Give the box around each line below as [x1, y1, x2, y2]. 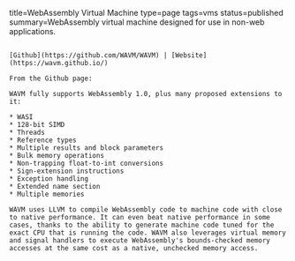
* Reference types [9, 136, 77, 145]
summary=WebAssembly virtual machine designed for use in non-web [9, 17, 265, 27]
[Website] [170, 51, 208, 60]
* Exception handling [9, 175, 89, 183]
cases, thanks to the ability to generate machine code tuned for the [9, 220, 275, 229]
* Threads [9, 128, 46, 137]
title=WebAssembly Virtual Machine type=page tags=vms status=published [9, 8, 284, 18]
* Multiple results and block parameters [9, 144, 164, 153]
